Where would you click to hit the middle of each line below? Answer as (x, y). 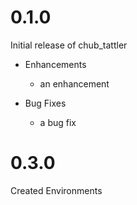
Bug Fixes (45, 103)
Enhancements (55, 64)
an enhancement (74, 83)
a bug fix (58, 122)
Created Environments (56, 190)
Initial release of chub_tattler (69, 45)
